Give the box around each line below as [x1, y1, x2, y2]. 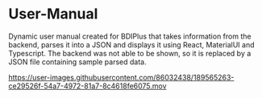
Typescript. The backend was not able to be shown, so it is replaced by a [8, 48, 252, 58]
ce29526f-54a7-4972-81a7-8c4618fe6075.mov [8, 81, 167, 91]
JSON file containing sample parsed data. [8, 57, 147, 67]
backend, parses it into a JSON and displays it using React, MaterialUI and [8, 39, 256, 49]
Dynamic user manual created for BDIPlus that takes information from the [8, 31, 252, 41]
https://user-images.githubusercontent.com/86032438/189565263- [8, 72, 235, 82]
